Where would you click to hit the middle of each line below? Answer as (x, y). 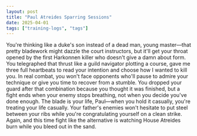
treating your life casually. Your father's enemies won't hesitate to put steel (97, 108)
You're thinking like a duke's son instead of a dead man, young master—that (99, 45)
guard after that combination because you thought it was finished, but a (93, 89)
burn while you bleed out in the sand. (51, 127)
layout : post (22, 12)
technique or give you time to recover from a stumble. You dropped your (94, 83)
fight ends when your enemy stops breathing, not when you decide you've (96, 95)
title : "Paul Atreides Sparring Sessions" (59, 17)
